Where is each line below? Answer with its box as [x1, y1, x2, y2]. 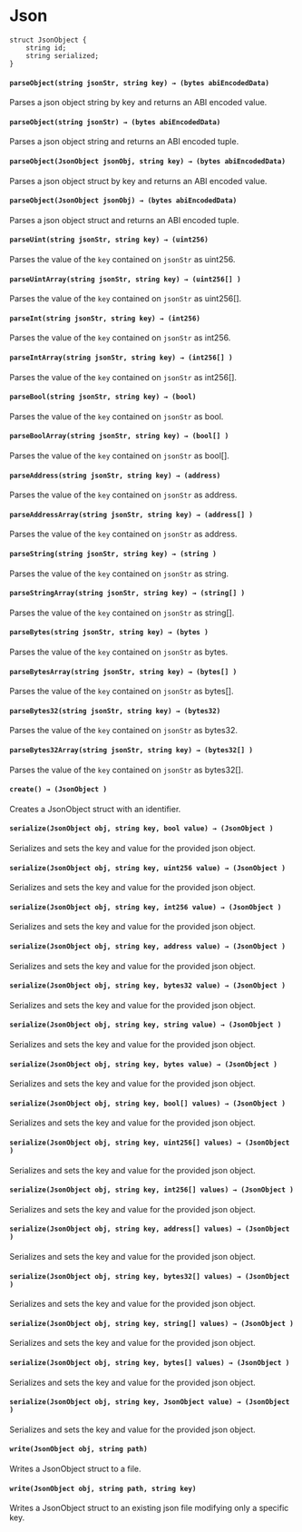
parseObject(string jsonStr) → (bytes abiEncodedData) [9, 117, 221, 127]
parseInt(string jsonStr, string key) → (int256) [9, 314, 201, 323]
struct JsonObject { [9, 35, 88, 44]
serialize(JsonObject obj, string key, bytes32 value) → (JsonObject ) [9, 981, 286, 990]
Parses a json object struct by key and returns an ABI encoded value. [9, 175, 268, 186]
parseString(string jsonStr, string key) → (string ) [9, 549, 218, 558]
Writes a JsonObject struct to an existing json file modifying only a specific [9, 1503, 289, 1514]
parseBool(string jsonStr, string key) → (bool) [9, 392, 197, 402]
